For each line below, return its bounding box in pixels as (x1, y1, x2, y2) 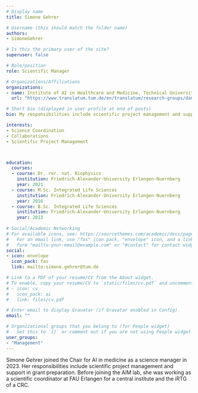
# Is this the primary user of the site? (6, 47, 110, 53)
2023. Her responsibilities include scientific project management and (6, 362, 174, 369)
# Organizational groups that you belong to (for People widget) (6, 323, 170, 330)
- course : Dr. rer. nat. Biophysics (11, 171, 101, 177)
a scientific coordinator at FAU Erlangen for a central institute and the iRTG (6, 375, 187, 382)
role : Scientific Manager (6, 68, 70, 74)
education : (6, 160, 33, 165)
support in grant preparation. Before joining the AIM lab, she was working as (6, 369, 192, 376)
